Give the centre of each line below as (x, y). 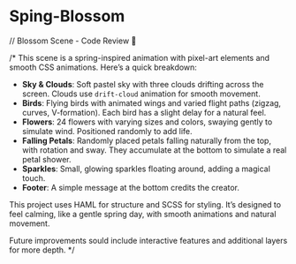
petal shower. (46, 159)
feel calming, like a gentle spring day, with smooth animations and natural (143, 214)
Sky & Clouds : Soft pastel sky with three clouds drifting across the (143, 84)
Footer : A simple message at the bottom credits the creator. (131, 187)
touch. (34, 177)
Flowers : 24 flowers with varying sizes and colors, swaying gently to (147, 122)
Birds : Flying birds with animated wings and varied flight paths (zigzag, (151, 102)
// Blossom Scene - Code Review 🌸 (73, 41)
